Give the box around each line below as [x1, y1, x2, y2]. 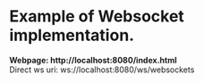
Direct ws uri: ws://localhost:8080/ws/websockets [9, 64, 195, 75]
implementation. [9, 25, 135, 46]
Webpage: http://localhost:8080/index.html [9, 54, 177, 65]
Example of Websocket [9, 6, 185, 27]
